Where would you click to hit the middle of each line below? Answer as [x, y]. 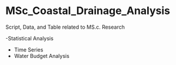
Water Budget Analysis [42, 56]
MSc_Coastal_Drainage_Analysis [88, 11]
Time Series [29, 49]
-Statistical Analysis [29, 38]
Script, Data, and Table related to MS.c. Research [65, 27]
